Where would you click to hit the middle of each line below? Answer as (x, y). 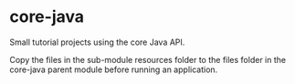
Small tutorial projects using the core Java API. (97, 42)
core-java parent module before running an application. (114, 69)
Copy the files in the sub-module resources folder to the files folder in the (147, 59)
